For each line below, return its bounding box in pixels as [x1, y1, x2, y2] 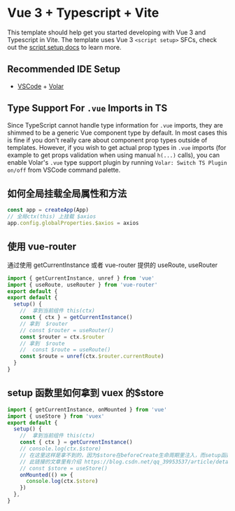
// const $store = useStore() [20, 465, 108, 472]
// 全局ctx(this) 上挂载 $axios [7, 213, 97, 220]
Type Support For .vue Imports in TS [7, 102, 168, 114]
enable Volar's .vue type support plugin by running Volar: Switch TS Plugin [7, 158, 227, 166]
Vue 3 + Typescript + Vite [7, 5, 159, 21]
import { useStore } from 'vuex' [7, 412, 105, 420]
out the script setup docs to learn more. [7, 43, 122, 51]
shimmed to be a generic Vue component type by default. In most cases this [7, 128, 227, 137]
